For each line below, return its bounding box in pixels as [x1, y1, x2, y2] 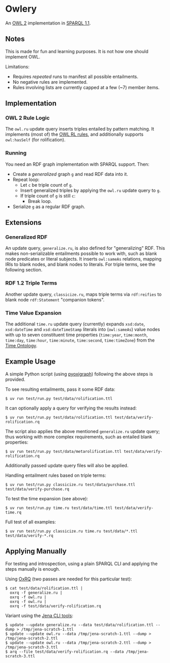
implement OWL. [5, 54, 41, 60]
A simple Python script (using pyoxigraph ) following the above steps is [5, 371, 153, 377]
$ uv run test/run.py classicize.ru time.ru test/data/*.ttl [5, 528, 138, 533]
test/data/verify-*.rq [5, 533, 53, 538]
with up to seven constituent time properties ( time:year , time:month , [5, 332, 148, 338]
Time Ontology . [5, 343, 38, 349]
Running [5, 149, 27, 157]
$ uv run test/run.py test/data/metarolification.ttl [5, 449, 122, 454]
